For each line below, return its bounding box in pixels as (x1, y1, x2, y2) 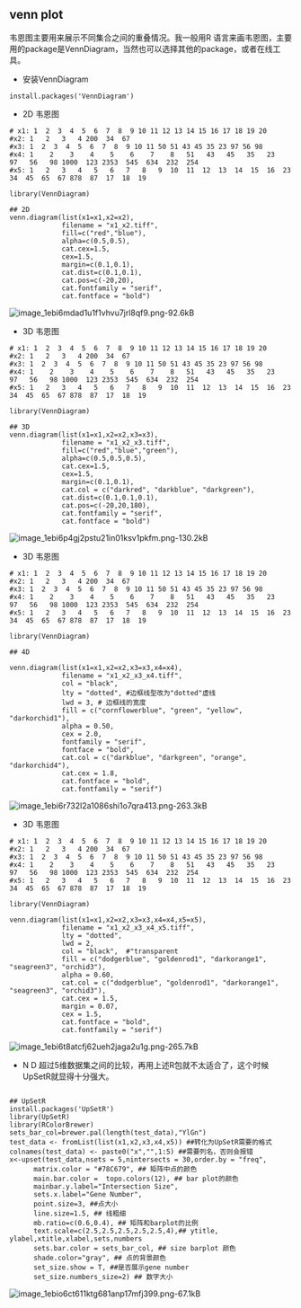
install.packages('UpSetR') (9, 1104, 115, 1113)
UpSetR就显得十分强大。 (22, 1071, 114, 1082)
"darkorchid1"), (9, 713, 70, 722)
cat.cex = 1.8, (61, 768, 119, 778)
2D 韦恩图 (22, 108, 60, 119)
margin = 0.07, (61, 1002, 119, 1011)
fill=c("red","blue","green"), (61, 446, 179, 455)
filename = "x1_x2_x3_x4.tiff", (61, 671, 182, 680)
